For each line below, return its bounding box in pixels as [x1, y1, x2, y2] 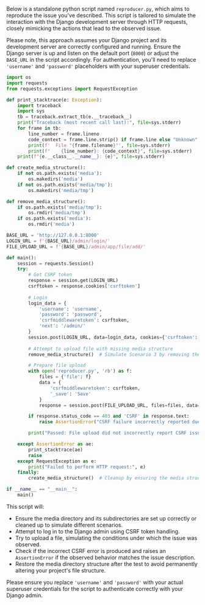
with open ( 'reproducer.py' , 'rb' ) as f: [28, 368, 132, 374]
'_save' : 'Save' [49, 391, 92, 397]
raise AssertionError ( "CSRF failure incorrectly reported [38, 419, 190, 425]
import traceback [17, 102, 62, 109]
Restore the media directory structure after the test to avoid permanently [15, 560, 198, 568]
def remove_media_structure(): [6, 198, 86, 204]
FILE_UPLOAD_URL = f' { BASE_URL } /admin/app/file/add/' [6, 243, 146, 250]
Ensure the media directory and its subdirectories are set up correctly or [15, 514, 197, 522]
